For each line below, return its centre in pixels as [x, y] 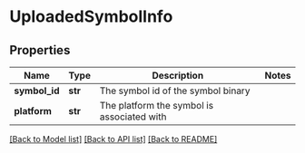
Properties [40, 50]
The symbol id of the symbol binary [175, 91]
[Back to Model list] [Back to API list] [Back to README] [113, 139]
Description [178, 76]
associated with [133, 117]
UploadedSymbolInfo [91, 17]
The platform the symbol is [157, 105]
